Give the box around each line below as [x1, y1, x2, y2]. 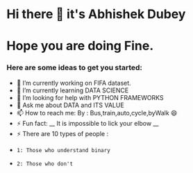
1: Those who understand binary [16, 147, 110, 154]
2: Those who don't [16, 160, 74, 167]
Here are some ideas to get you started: [6, 63, 143, 72]
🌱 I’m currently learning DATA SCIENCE [16, 86, 129, 94]
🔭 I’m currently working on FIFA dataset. [16, 79, 131, 87]
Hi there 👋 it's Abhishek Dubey [6, 6, 186, 22]
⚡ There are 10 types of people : [16, 129, 109, 138]
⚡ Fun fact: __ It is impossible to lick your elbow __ [16, 119, 159, 127]
